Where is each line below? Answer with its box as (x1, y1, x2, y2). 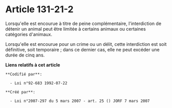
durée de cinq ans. (5, 52, 45, 58)
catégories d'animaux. (5, 31, 53, 37)
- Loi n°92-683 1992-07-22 (10, 80, 68, 86)
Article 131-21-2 (5, 4, 74, 15)
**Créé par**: (5, 89, 36, 95)
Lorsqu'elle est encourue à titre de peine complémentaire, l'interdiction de (5, 20, 162, 26)
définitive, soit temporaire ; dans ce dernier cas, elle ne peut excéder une (5, 46, 160, 52)
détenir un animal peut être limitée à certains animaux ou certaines (5, 25, 146, 32)
